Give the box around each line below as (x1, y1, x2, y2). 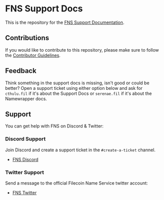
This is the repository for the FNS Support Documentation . (5, 19, 125, 25)
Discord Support (5, 135, 46, 142)
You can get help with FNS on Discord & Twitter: (5, 123, 104, 129)
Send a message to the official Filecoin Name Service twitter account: (5, 180, 148, 186)
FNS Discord (12, 156, 39, 162)
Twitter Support (5, 169, 44, 176)
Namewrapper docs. (5, 95, 47, 102)
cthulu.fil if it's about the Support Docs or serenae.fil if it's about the (5, 90, 152, 96)
